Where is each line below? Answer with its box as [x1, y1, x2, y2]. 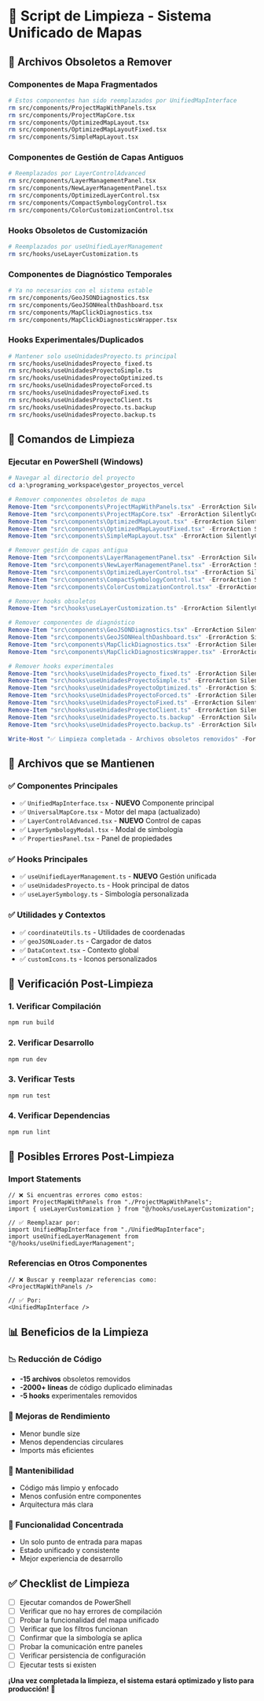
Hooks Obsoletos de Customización [8, 224, 148, 235]
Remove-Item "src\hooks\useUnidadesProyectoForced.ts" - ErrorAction [8, 692, 237, 700]
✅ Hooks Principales [8, 853, 88, 864]
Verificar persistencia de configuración [19, 1651, 146, 1660]
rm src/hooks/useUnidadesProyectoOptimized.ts [8, 374, 163, 383]
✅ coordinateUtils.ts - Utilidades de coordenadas [19, 927, 185, 937]
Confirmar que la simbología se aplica [19, 1633, 143, 1643]
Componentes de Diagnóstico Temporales [8, 268, 173, 279]
